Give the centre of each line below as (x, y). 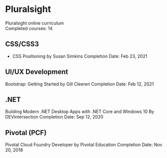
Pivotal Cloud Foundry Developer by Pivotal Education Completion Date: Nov (84, 145)
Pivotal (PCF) (26, 133)
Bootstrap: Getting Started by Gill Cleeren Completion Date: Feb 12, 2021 (80, 84)
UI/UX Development (37, 72)
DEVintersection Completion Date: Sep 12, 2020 (54, 117)
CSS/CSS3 (22, 44)
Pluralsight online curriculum (34, 23)
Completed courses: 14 (29, 28)
